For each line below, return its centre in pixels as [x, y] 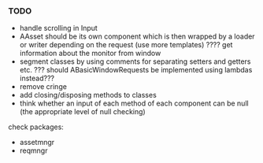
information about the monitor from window [90, 54]
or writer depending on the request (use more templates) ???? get [126, 45]
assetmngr [37, 143]
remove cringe [43, 87]
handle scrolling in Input [59, 28]
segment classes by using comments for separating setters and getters [135, 61]
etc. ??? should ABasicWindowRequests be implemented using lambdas [136, 70]
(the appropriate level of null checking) [82, 112]
